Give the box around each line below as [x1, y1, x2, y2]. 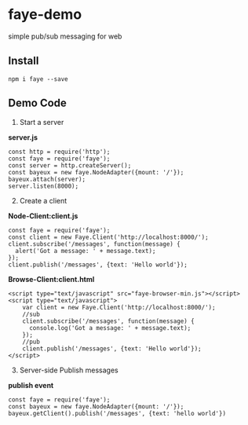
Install [8, 54, 39, 68]
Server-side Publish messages [19, 365, 119, 375]
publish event [8, 380, 54, 390]
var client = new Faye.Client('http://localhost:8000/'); [22, 303, 216, 311]
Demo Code [8, 97, 67, 110]
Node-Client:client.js [8, 211, 78, 221]
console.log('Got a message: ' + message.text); [28, 324, 191, 332]
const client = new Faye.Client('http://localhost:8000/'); [8, 233, 210, 241]
